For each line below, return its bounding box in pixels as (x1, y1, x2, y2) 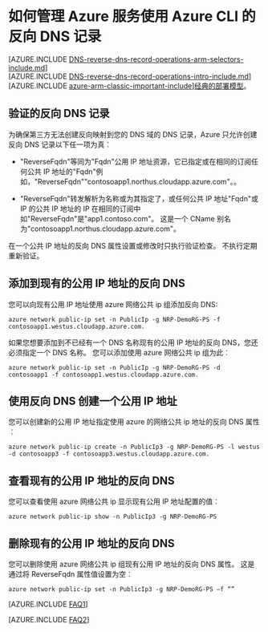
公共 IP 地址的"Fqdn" (26, 166, 96, 176)
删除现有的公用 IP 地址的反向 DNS (8, 537, 175, 550)
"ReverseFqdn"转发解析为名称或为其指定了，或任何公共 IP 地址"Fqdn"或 (19, 193, 258, 203)
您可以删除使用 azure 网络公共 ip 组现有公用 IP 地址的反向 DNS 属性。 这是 (8, 559, 255, 569)
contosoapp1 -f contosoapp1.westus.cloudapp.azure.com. (8, 371, 199, 379)
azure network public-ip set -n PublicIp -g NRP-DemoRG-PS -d (8, 363, 221, 371)
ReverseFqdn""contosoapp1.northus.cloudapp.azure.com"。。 (37, 176, 241, 186)
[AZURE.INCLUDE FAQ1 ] (8, 599, 88, 609)
